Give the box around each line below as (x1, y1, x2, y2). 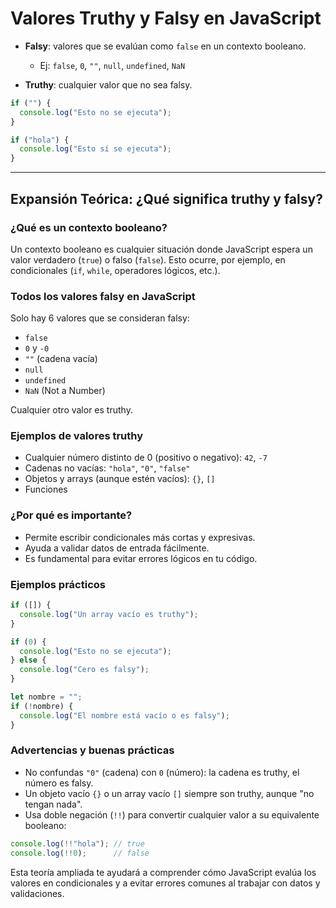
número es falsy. (24, 777, 94, 789)
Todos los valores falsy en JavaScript (10, 289, 196, 303)
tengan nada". (24, 798, 83, 810)
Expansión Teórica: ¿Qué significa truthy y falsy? (10, 190, 323, 207)
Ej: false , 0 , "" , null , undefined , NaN (39, 59, 186, 71)
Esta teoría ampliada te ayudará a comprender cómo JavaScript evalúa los (10, 866, 317, 878)
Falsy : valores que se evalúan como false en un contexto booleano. (24, 40, 307, 52)
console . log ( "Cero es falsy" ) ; (19, 665, 150, 675)
